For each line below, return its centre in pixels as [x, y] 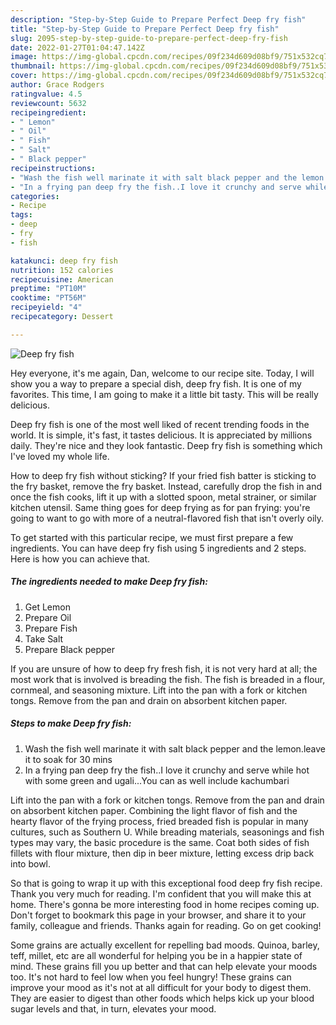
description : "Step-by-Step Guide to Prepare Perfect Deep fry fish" [158, 19]
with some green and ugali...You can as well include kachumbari [157, 780]
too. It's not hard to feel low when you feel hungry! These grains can [151, 977]
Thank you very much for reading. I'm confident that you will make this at [161, 893]
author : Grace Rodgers [57, 85]
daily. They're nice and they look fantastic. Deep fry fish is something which [166, 445]
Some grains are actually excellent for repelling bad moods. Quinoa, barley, [165, 945]
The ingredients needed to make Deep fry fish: [109, 582]
